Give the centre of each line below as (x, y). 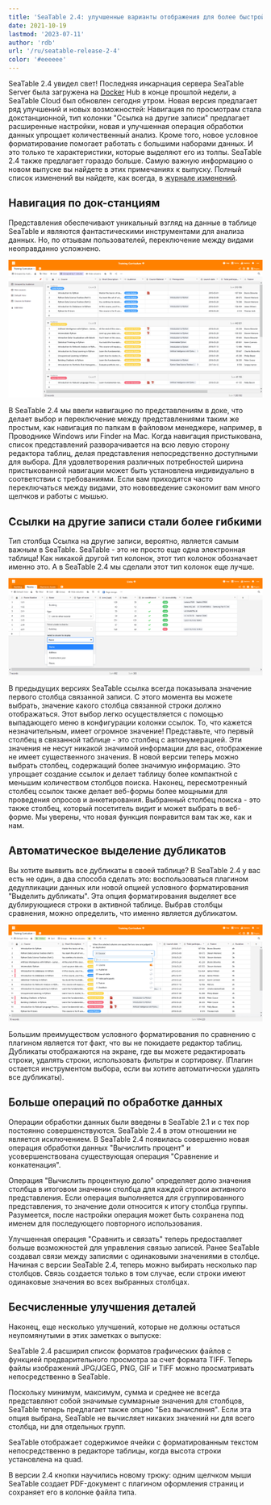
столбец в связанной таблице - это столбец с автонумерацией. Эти (125, 739)
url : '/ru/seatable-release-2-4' (65, 51)
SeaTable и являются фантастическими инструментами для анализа (126, 231)
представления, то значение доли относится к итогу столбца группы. (128, 1206)
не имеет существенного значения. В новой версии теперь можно (124, 757)
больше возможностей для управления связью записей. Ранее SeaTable (134, 1248)
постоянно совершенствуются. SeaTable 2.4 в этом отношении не (123, 1131)
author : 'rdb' (32, 43)
